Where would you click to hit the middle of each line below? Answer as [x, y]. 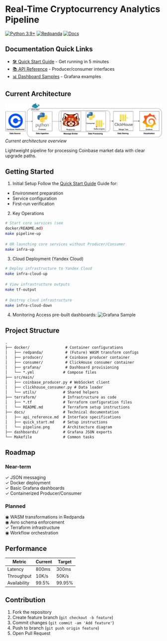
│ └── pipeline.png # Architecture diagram [59, 427]
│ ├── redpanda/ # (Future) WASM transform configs [72, 353]
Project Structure [32, 330]
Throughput [19, 576]
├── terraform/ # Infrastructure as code [61, 397]
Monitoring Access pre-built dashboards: [54, 315]
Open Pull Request [31, 633]
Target [65, 562]
